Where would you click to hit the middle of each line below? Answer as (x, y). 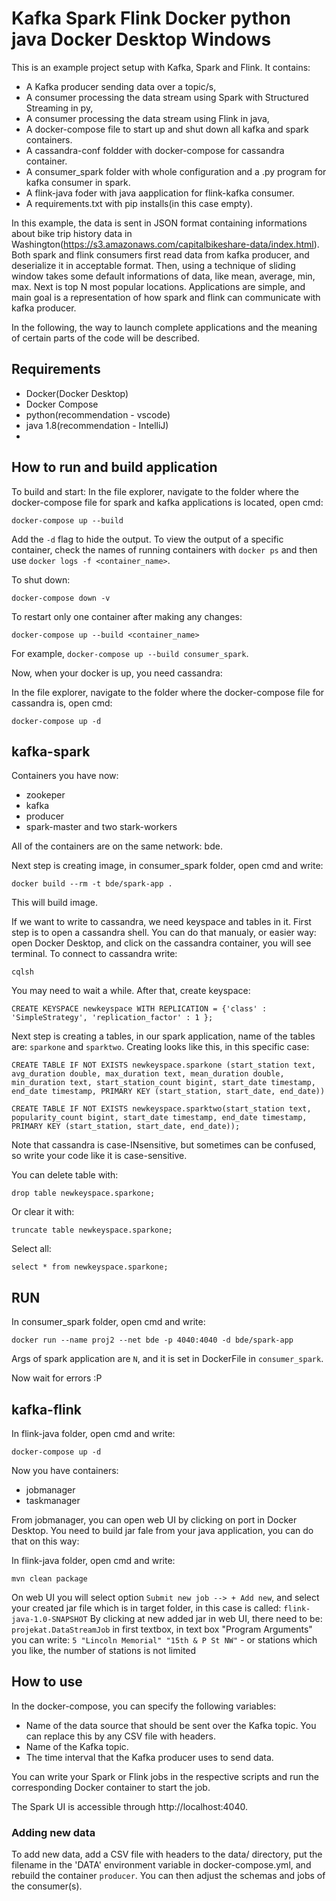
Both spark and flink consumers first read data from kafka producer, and (160, 254)
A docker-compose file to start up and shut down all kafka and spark (167, 129)
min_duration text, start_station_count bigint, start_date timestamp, (163, 1083)
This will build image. (55, 903)
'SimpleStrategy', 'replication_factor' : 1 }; (112, 1018)
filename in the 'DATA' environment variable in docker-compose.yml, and (161, 1865)
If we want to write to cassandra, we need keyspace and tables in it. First (161, 922)
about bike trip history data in (72, 233)
